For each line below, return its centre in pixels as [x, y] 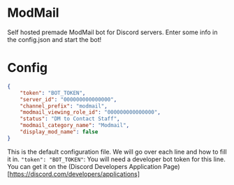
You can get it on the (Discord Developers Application [85, 166]
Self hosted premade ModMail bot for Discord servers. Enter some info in [112, 32]
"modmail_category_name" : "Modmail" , [75, 126]
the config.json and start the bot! [54, 39]
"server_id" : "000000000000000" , [68, 99]
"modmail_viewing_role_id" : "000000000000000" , [90, 112]
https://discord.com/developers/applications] [75, 174]
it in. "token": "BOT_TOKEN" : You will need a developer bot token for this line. [116, 159]
